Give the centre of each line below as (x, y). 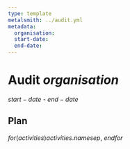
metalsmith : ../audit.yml (45, 20)
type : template (30, 14)
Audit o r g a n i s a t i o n (63, 80)
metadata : (22, 26)
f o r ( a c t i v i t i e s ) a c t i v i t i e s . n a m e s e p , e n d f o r (66, 138)
